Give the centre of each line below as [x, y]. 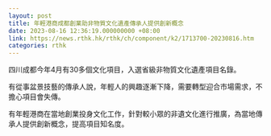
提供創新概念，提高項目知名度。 [75, 124]
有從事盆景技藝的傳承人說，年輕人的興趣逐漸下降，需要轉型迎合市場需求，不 [135, 87]
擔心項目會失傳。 [37, 97]
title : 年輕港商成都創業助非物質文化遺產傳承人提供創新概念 [96, 23]
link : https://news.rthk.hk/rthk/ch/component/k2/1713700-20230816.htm [131, 38]
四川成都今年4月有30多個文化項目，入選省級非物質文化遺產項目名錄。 [125, 70]
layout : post [30, 16]
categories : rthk [38, 46]
